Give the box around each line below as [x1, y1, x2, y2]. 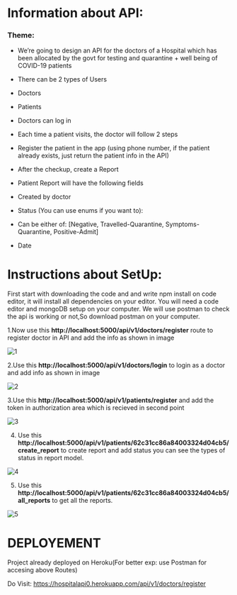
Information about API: [7, 5, 144, 21]
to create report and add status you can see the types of [60, 446, 226, 455]
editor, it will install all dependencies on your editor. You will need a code [7, 297, 219, 306]
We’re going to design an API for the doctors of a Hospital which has [17, 46, 217, 55]
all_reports [17, 496, 51, 505]
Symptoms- [165, 220, 200, 228]
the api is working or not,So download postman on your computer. [7, 312, 200, 321]
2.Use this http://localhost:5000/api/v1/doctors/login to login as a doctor [7, 361, 226, 369]
